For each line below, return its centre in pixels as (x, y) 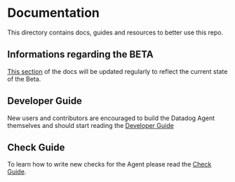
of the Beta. (24, 79)
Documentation (54, 13)
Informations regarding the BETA (80, 54)
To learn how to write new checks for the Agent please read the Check (109, 164)
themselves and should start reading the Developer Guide (90, 125)
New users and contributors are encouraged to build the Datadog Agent (111, 118)
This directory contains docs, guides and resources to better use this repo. (115, 32)
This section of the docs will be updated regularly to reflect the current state (117, 71)
